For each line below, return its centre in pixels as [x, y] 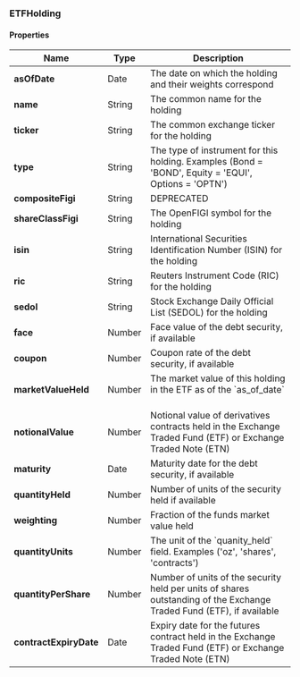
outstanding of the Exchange [211, 600]
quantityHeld [42, 495]
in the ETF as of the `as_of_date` [217, 390]
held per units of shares [200, 588]
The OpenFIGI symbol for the [211, 213]
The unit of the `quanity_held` [212, 541]
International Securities [199, 239]
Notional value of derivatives [210, 416]
